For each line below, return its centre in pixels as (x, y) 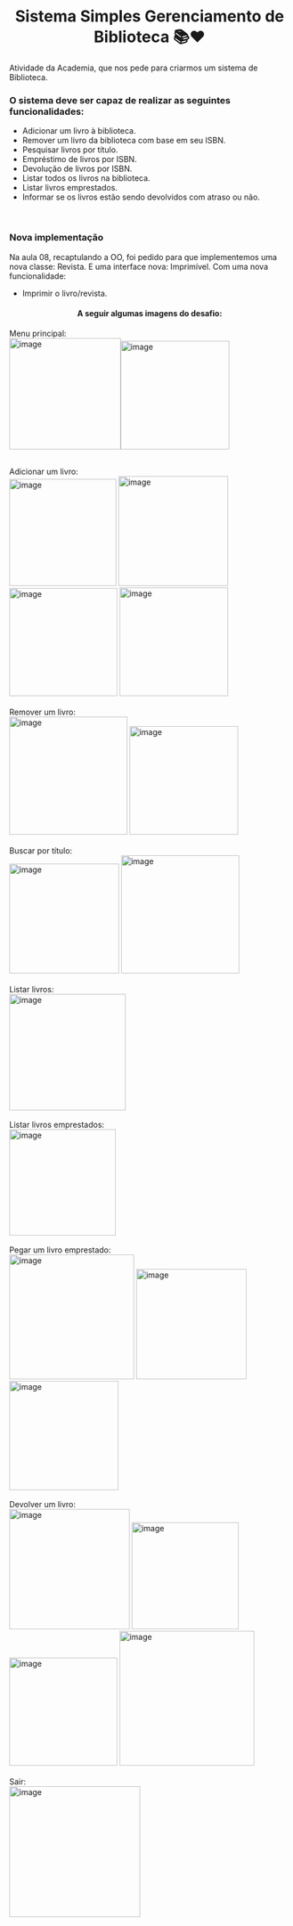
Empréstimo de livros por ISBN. (79, 159)
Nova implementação (57, 238)
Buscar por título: (41, 850)
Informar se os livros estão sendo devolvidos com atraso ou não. (141, 197)
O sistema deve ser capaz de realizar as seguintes (120, 100)
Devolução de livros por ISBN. (77, 169)
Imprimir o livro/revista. (65, 293)
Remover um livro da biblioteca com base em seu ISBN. (124, 141)
